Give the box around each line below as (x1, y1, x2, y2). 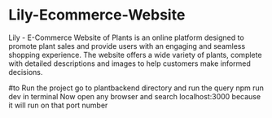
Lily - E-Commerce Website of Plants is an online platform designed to (8, 33, 244, 42)
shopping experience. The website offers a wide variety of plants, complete (8, 50, 262, 59)
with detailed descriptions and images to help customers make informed (8, 59, 251, 68)
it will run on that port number (8, 100, 108, 110)
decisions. (8, 67, 43, 76)
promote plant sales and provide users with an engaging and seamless (8, 41, 246, 50)
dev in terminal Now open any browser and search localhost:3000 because (8, 91, 261, 101)
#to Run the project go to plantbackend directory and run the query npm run (8, 83, 265, 93)
